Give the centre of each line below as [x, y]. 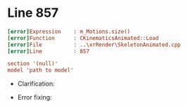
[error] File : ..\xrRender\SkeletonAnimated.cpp [94, 45]
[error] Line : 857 [49, 51]
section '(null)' [33, 64]
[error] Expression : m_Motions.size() [69, 32]
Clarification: [36, 84]
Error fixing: [35, 97]
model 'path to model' [40, 70]
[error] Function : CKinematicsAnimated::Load [83, 38]
